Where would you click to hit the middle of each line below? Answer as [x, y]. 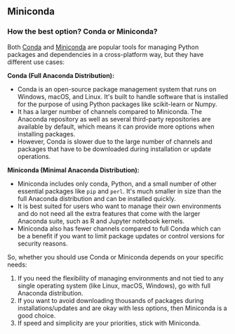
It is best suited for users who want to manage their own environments [119, 206]
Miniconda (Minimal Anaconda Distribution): [74, 170]
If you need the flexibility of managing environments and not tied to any [121, 278]
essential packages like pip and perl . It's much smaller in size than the [119, 191]
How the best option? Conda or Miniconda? [82, 32]
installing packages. [46, 134]
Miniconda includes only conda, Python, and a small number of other [117, 184]
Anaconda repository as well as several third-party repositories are [114, 119]
